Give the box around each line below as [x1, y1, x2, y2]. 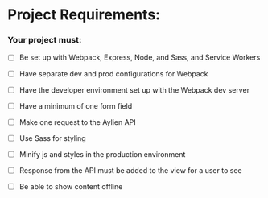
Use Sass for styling [19, 133, 86, 142]
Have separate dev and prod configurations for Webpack [19, 68, 208, 78]
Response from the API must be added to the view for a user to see [19, 165, 242, 175]
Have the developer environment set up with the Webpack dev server [19, 85, 250, 94]
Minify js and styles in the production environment [19, 149, 186, 159]
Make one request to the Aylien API [19, 117, 136, 126]
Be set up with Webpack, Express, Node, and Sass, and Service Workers [19, 52, 261, 62]
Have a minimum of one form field [19, 101, 133, 110]
